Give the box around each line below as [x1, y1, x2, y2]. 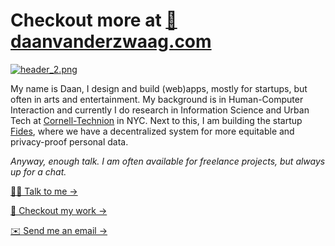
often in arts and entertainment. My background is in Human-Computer [10, 93, 304, 105]
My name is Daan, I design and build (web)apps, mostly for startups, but [10, 82, 308, 94]
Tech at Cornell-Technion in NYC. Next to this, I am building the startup [10, 114, 303, 126]
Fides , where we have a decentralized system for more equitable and [10, 125, 295, 137]
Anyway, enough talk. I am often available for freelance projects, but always [10, 155, 326, 167]
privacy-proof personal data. [10, 135, 129, 148]
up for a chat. [10, 165, 67, 178]
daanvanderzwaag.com [10, 30, 212, 53]
